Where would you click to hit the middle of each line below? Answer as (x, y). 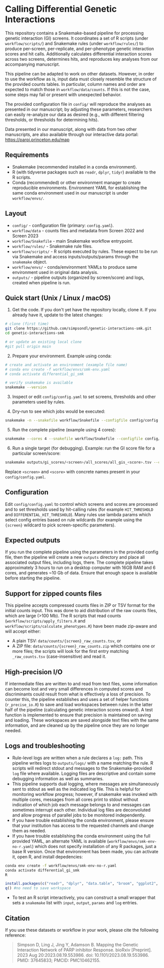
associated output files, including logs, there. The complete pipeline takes (79, 563)
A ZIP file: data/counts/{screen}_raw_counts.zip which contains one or (83, 646)
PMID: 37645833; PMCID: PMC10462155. (59, 960)
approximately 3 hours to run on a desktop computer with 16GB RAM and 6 (80, 568)
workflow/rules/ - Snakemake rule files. (52, 246)
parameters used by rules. (39, 402)
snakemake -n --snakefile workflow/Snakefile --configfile (66, 421)
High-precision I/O (34, 672)
